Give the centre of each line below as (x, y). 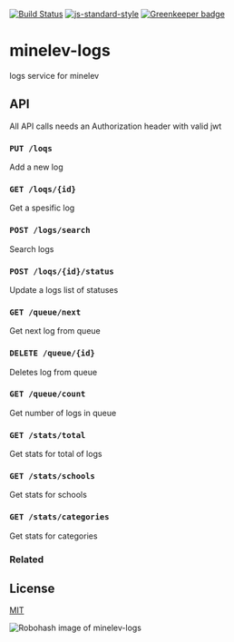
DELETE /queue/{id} (52, 353)
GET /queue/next (45, 312)
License (32, 589)
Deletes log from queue (54, 372)
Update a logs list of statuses (64, 289)
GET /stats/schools (52, 477)
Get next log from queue (55, 331)
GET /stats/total (48, 435)
